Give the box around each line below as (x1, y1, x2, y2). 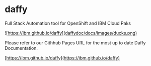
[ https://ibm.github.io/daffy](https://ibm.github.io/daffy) (5, 54, 120, 61)
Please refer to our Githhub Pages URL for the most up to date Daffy (5, 39, 146, 46)
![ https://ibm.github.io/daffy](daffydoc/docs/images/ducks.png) (5, 30, 137, 36)
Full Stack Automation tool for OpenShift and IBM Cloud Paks (5, 20, 131, 26)
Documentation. (5, 45, 38, 51)
